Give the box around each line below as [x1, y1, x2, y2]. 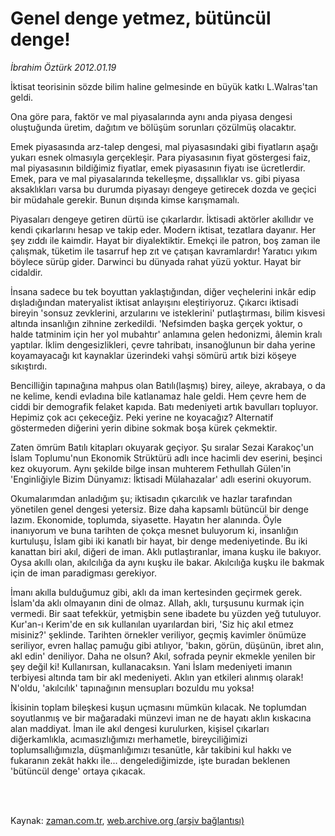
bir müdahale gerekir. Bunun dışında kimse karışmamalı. [10, 193, 240, 206]
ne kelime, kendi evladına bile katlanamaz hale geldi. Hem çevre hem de [10, 390, 307, 402]
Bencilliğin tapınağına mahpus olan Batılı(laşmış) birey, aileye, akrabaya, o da [10, 379, 326, 391]
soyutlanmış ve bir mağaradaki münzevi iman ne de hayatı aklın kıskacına [10, 712, 312, 724]
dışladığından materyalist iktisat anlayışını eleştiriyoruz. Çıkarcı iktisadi [10, 296, 299, 308]
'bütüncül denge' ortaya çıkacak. [10, 765, 146, 777]
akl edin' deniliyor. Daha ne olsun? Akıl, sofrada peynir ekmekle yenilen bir [10, 650, 316, 662]
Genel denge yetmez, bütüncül [10, 7, 272, 30]
